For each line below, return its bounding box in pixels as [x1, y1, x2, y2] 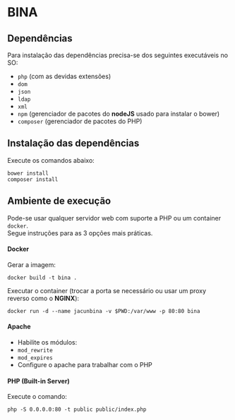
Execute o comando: [7, 393, 67, 401]
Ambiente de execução [7, 195, 112, 207]
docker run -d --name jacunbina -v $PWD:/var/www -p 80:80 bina [7, 307, 200, 314]
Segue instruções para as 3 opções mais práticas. [7, 228, 153, 237]
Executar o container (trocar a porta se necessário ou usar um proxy [7, 286, 207, 295]
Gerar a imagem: [7, 260, 56, 268]
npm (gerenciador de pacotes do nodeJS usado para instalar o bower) [17, 110, 220, 118]
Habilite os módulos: [17, 338, 78, 347]
